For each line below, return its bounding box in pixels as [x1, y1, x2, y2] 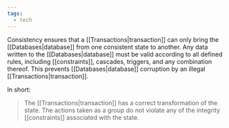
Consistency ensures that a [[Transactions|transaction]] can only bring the [7, 35, 219, 43]
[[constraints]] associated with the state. [23, 113, 139, 121]
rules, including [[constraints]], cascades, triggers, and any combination [7, 57, 212, 65]
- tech [13, 17, 32, 23]
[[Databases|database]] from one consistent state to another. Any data [7, 43, 208, 51]
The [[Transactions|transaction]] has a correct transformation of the [23, 98, 218, 107]
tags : [7, 10, 23, 17]
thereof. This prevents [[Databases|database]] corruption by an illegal [7, 65, 206, 73]
